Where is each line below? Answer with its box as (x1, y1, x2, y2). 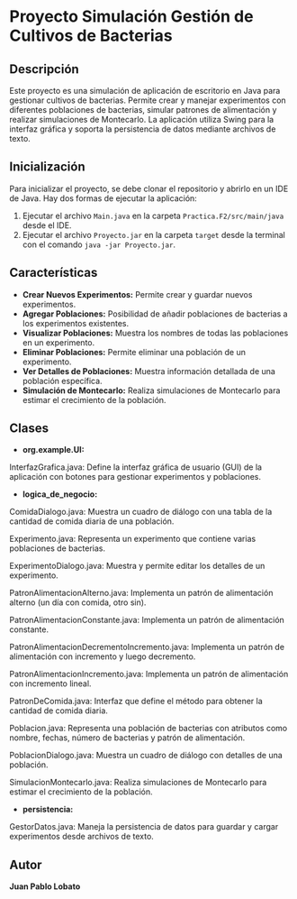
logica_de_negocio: (22, 489, 98, 500)
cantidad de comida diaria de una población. (9, 516, 175, 527)
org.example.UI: (22, 445, 85, 455)
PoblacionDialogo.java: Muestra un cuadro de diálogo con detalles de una (9, 750, 283, 761)
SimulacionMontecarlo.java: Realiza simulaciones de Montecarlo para (9, 777, 267, 788)
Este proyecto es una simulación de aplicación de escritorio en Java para (9, 86, 281, 96)
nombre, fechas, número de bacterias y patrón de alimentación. (9, 732, 246, 743)
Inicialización (9, 160, 85, 175)
